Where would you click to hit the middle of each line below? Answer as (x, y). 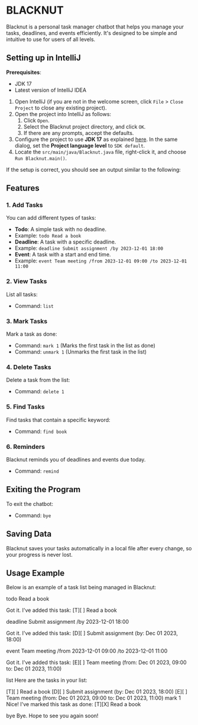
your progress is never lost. (39, 554)
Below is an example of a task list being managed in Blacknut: (81, 588)
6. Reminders (26, 447)
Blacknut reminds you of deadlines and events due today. (76, 459)
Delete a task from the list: (38, 380)
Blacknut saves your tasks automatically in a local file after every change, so (99, 548)
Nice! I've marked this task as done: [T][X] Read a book (74, 704)
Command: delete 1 (39, 392)
